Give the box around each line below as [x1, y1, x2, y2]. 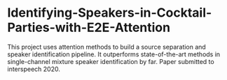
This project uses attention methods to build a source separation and [7, 42, 207, 51]
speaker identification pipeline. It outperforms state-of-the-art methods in [7, 50, 221, 58]
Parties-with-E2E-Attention [7, 19, 170, 35]
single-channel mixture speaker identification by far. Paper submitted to [7, 57, 215, 65]
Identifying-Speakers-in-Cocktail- [7, 5, 212, 21]
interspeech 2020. [7, 65, 61, 73]
